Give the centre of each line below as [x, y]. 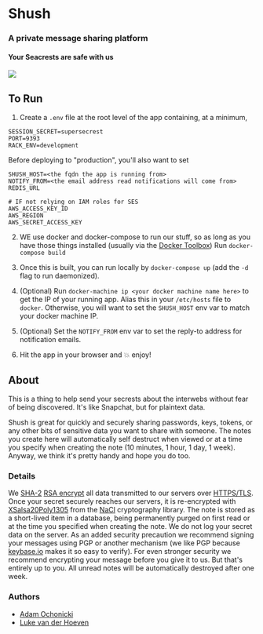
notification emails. [50, 340]
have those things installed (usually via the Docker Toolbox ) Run [123, 246]
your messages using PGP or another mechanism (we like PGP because [124, 543]
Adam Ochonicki [46, 614]
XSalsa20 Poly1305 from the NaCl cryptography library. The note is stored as [131, 510]
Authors [24, 597]
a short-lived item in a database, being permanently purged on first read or [129, 518]
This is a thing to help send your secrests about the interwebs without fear [128, 399]
